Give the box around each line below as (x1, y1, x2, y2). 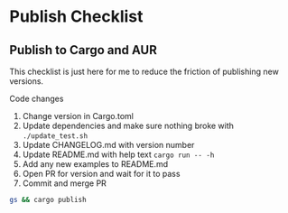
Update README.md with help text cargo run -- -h (22, 149, 215, 160)
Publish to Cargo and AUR (9, 42, 158, 58)
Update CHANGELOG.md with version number (22, 140, 195, 150)
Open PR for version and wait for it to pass (22, 169, 181, 179)
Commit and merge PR (22, 178, 107, 189)
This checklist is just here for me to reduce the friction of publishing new (9, 66, 280, 77)
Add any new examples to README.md (22, 159, 169, 169)
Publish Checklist (9, 6, 144, 27)
